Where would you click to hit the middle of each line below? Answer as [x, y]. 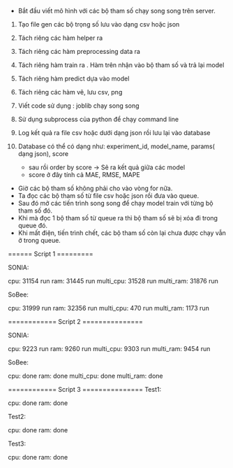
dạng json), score [43, 154]
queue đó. [33, 225]
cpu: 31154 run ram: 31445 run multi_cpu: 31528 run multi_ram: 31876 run [113, 281]
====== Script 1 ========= [51, 254]
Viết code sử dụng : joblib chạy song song [78, 106]
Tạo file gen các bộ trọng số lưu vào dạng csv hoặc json [99, 24]
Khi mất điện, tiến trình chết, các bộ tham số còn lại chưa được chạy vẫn [122, 233]
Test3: [17, 444]
